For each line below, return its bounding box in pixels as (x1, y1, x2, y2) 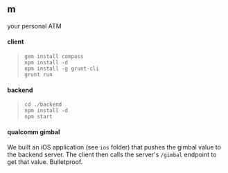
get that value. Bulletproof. (7, 158, 83, 166)
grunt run (24, 71, 53, 78)
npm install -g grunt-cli (24, 65, 99, 73)
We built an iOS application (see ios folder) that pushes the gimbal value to (7, 143, 222, 152)
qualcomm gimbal (7, 127, 60, 136)
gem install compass (24, 53, 84, 60)
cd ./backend (24, 101, 62, 108)
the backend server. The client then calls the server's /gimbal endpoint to (7, 150, 217, 159)
